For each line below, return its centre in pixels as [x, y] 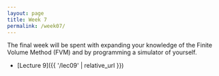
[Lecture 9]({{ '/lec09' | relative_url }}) [70, 66]
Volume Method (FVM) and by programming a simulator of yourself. [102, 52]
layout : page [26, 13]
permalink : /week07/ [36, 26]
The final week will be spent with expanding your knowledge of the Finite [110, 45]
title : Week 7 [27, 20]
